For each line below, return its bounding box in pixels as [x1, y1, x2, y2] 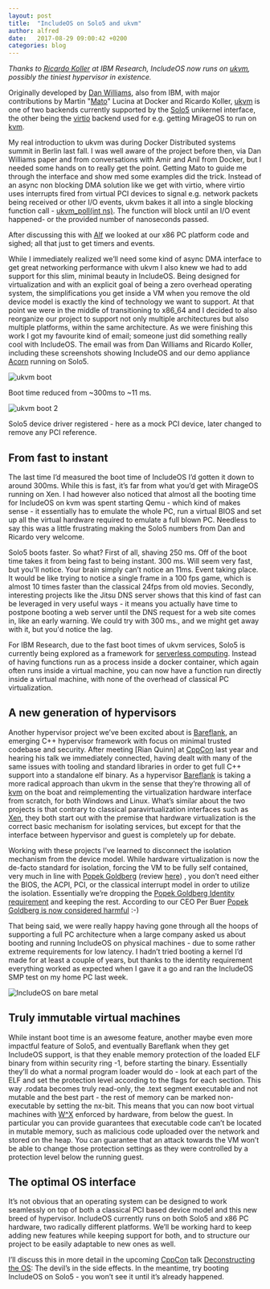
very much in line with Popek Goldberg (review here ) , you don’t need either [8, 871, 260, 881]
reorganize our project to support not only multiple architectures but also [8, 314, 249, 324]
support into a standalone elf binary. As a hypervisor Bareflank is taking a [8, 770, 252, 780]
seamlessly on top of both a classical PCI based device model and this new [8, 1205, 258, 1215]
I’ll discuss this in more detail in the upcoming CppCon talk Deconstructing [8, 1255, 256, 1265]
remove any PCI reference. [8, 428, 97, 437]
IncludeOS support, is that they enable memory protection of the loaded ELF [8, 1049, 261, 1059]
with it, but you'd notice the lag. [8, 624, 113, 634]
